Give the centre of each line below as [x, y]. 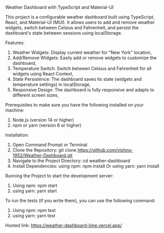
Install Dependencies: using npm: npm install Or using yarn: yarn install [86, 166]
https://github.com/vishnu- [105, 150]
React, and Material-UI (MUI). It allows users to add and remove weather [80, 22]
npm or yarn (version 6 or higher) [47, 125]
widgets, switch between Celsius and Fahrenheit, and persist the [72, 28]
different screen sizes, [36, 95]
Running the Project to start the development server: [59, 176]
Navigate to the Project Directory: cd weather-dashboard [71, 161]
